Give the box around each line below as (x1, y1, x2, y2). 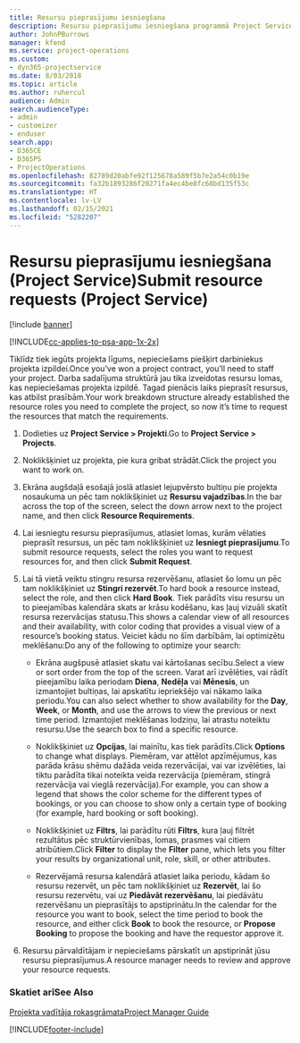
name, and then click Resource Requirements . (21, 510, 195, 521)
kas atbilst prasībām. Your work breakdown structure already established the (9, 391, 290, 403)
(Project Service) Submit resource (9, 270, 263, 291)
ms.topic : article (9, 80, 78, 89)
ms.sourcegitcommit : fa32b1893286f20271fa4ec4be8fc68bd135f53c (9, 180, 250, 189)
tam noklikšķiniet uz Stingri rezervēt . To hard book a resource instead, (21, 582, 280, 593)
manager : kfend (9, 38, 66, 47)
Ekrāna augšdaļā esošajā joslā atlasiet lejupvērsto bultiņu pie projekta (21, 481, 279, 492)
